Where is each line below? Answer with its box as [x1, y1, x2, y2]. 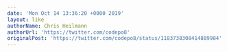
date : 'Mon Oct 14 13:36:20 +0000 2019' [7, 9, 125, 17]
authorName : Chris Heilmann [7, 22, 88, 29]
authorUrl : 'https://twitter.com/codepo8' [7, 28, 130, 36]
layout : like [7, 16, 45, 23]
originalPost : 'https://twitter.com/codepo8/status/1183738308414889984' [7, 35, 223, 42]
